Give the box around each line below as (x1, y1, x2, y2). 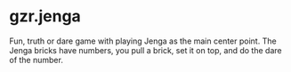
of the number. (9, 54, 64, 65)
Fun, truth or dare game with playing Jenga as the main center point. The (9, 36, 278, 46)
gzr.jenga (9, 6, 82, 27)
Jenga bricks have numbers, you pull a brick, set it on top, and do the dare (9, 44, 282, 55)
